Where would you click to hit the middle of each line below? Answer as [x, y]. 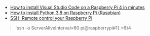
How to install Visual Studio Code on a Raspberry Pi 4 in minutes [77, 7]
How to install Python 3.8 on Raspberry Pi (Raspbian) [65, 13]
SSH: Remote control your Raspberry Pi [51, 18]
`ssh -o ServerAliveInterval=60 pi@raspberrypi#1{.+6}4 [73, 28]
